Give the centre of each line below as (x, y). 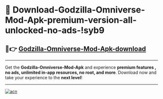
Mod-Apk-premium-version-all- (71, 20)
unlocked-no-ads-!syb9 (55, 30)
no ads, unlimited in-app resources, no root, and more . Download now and (81, 72)
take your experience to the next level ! (44, 78)
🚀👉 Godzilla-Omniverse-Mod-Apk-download (76, 49)
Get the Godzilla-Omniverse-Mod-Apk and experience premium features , (81, 67)
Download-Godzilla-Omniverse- (79, 10)
